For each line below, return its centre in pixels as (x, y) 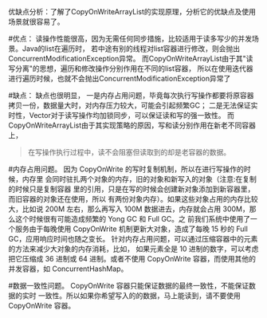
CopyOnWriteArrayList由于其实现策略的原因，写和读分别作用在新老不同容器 (132, 125)
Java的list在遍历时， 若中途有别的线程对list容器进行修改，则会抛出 (131, 49)
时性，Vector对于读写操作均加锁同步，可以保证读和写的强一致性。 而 (122, 115)
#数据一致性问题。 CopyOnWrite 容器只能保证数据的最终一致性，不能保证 (129, 286)
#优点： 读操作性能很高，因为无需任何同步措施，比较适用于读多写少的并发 (130, 39)
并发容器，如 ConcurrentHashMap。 (68, 269)
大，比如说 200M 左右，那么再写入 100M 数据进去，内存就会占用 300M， (129, 209)
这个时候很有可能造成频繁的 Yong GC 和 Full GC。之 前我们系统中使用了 (133, 219)
